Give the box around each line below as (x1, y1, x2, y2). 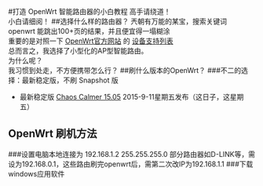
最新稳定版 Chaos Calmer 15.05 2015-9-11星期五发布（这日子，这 (19, 93, 230, 101)
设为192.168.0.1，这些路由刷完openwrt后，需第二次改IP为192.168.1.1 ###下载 (8, 159, 254, 169)
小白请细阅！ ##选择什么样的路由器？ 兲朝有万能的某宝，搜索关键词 (8, 16, 228, 26)
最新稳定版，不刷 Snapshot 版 (21, 75, 119, 85)
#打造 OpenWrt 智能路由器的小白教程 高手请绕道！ (8, 7, 171, 16)
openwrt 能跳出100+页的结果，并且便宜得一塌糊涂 (8, 27, 170, 35)
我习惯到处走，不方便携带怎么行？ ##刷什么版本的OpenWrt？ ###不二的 (8, 66, 242, 75)
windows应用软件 (8, 169, 65, 178)
